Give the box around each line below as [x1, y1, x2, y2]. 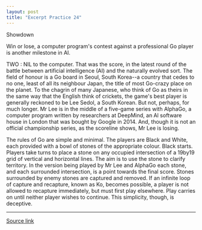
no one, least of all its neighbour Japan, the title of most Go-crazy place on [6, 79, 192, 87]
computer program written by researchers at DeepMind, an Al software [6, 112, 182, 119]
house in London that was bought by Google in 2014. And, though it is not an [6, 118, 196, 125]
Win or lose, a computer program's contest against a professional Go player [6, 43, 194, 50]
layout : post [6, 8, 39, 15]
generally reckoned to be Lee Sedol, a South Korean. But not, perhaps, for [6, 98, 189, 106]
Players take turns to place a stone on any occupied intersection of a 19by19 [6, 148, 195, 156]
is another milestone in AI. [6, 49, 71, 56]
